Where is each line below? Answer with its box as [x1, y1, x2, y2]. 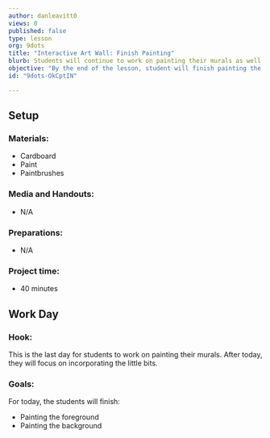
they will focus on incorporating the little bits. [8, 358, 159, 368]
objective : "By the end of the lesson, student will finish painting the [8, 65, 262, 73]
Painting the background [19, 421, 102, 431]
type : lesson [8, 34, 52, 43]
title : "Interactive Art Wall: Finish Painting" [8, 49, 175, 57]
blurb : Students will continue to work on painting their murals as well [8, 57, 262, 65]
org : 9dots [8, 42, 45, 50]
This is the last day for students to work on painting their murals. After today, [8, 349, 263, 359]
